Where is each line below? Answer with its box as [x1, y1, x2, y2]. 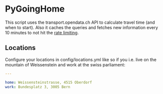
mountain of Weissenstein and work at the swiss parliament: [5, 62, 125, 67]
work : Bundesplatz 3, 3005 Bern [5, 84, 70, 89]
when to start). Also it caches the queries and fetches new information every [5, 24, 159, 30]
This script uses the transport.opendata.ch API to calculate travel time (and [5, 19, 155, 25]
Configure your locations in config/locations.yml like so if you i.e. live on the [5, 57, 157, 63]
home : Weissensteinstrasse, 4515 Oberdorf [5, 80, 92, 85]
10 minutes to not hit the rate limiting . [5, 30, 79, 35]
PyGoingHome [5, 3, 65, 15]
